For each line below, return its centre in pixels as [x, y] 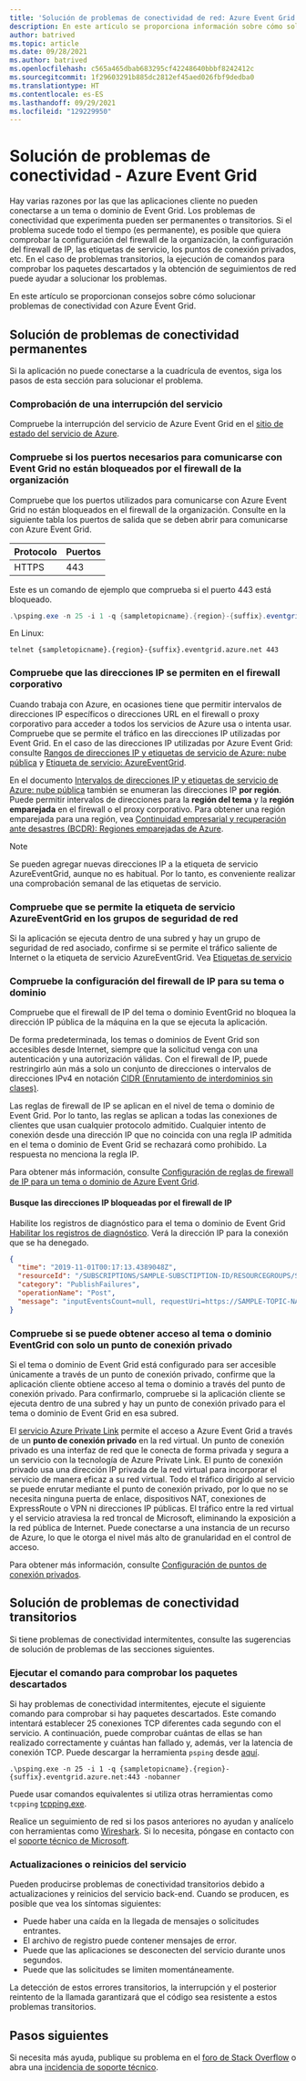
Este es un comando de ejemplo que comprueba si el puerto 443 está [140, 589]
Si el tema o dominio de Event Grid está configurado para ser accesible [143, 1364]
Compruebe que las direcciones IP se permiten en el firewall [145, 673]
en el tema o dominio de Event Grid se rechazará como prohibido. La [138, 1145]
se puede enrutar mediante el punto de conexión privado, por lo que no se [149, 1489]
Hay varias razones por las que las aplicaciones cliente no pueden [133, 201]
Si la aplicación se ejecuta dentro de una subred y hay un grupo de [135, 938]
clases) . [24, 1088]
